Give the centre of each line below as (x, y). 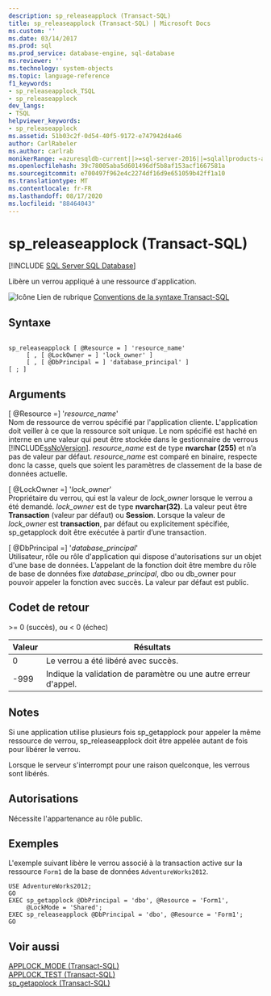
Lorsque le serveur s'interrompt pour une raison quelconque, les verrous (129, 765)
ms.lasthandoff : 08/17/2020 (56, 196)
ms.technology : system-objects (61, 69)
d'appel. (61, 683)
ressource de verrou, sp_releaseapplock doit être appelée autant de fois (128, 741)
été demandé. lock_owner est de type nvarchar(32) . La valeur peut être (128, 506)
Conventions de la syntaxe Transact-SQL (161, 297)
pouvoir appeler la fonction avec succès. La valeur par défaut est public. (129, 582)
